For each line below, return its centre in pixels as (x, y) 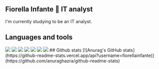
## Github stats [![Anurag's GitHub (86, 50)
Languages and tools (39, 38)
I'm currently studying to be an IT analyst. (49, 21)
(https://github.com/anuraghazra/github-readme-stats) (63, 60)
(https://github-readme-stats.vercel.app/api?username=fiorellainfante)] (80, 55)
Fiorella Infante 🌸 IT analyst (49, 9)
